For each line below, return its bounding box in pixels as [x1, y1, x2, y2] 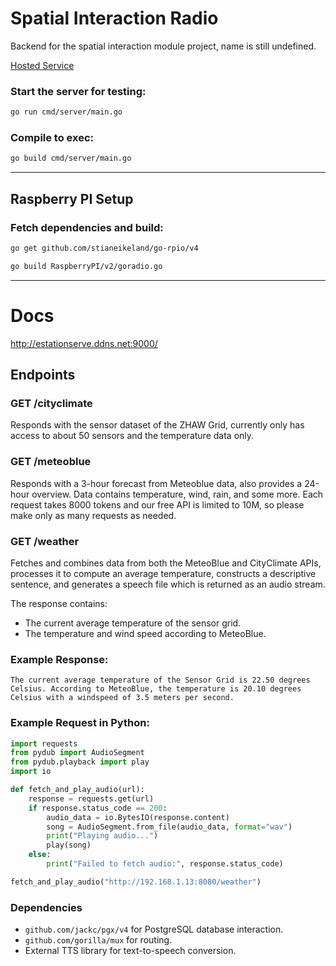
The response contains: [10, 597, 108, 609]
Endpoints [10, 367, 76, 384]
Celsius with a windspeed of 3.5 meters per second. [10, 693, 235, 703]
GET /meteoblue [10, 455, 92, 469]
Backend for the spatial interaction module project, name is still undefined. [10, 40, 317, 52]
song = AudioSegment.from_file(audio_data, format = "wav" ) [46, 822, 293, 832]
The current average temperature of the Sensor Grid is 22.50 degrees [10, 675, 311, 686]
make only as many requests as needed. [10, 509, 177, 521]
